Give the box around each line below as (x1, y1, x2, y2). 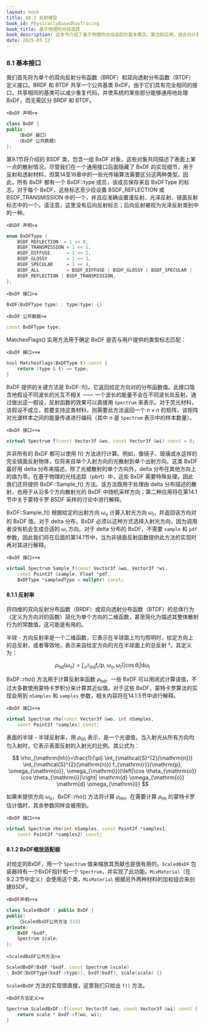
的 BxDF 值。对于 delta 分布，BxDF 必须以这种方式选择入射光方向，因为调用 (6, 518, 198, 525)
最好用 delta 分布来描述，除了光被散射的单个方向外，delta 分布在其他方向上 (6, 465, 196, 472)
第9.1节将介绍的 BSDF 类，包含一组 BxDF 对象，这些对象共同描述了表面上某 (6, 155, 196, 163)
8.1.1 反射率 (6, 591, 35, 598)
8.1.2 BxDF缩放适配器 (6, 845, 60, 853)
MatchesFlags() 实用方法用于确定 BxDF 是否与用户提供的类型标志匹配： (6, 336, 187, 343)
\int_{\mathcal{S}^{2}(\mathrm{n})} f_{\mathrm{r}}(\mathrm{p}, (23, 761, 182, 768)
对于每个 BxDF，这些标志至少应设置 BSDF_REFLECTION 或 (16, 186, 165, 193)
